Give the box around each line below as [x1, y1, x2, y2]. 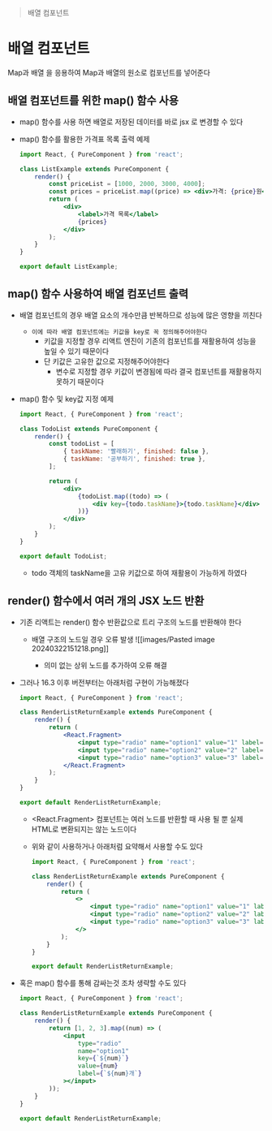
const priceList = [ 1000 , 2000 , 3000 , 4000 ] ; [49, 180, 206, 188]
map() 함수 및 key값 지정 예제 [19, 394, 114, 404]
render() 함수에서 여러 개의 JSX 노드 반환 [7, 594, 205, 608]
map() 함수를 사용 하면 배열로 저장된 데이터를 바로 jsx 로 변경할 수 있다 [19, 117, 244, 127]
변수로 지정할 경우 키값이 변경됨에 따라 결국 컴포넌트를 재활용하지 [55, 366, 262, 376]
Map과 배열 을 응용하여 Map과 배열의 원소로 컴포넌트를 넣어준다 [7, 67, 210, 77]
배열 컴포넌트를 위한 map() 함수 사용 [7, 93, 179, 108]
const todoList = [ [49, 440, 114, 448]
